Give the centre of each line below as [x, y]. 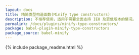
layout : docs [19, 10]
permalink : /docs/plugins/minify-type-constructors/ [62, 24]
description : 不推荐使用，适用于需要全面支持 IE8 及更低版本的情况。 [71, 19]
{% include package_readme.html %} [44, 47]
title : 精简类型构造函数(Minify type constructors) [58, 14]
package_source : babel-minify [37, 33]
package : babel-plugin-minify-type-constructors [57, 28]
